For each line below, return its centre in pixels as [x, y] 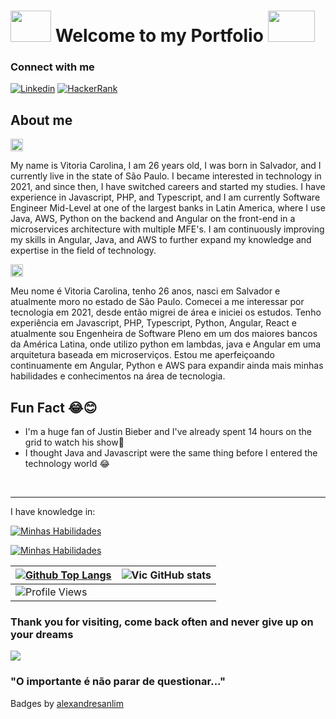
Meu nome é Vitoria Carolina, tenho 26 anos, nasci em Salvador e [145, 291]
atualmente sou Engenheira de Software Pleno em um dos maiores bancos [164, 334]
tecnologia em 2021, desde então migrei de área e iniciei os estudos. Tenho [166, 312]
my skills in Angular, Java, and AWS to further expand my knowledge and [161, 240]
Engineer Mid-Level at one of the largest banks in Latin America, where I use [168, 208]
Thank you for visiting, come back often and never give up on [162, 622]
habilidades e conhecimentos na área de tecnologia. [118, 376]
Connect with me [52, 67]
